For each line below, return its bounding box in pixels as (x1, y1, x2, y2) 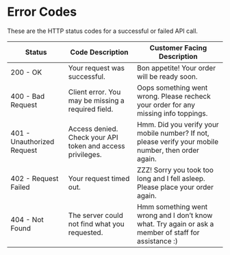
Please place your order (136, 182, 214, 192)
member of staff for (136, 228, 200, 237)
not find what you (68, 219, 125, 228)
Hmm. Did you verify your (136, 119, 219, 129)
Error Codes (7, 4, 77, 20)
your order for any (136, 100, 195, 110)
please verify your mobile (136, 136, 219, 146)
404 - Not (10, 215, 44, 224)
